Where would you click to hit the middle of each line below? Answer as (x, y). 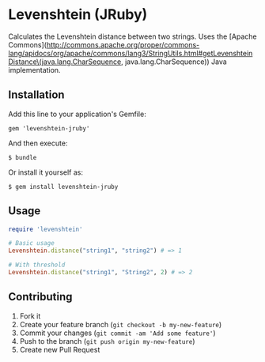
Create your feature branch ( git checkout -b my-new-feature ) (121, 324)
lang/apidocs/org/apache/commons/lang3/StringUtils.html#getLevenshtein (131, 53)
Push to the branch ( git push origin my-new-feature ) (107, 341)
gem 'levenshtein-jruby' (49, 128)
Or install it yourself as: (45, 172)
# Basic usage (32, 243)
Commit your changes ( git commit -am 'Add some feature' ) (117, 333)
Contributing (40, 297)
